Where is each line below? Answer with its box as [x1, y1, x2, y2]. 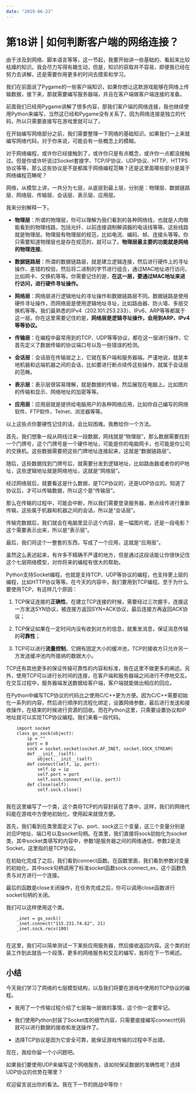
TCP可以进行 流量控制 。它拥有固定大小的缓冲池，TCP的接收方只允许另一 [14, 645, 188, 652]
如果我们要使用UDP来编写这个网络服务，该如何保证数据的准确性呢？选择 [6, 1061, 181, 1068]
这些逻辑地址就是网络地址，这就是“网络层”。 [16, 467, 124, 474]
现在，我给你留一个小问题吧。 [6, 1049, 78, 1056]
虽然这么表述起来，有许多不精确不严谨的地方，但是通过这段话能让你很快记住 [6, 551, 190, 558]
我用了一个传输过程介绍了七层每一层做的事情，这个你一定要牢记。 [14, 1004, 173, 1011]
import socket [16, 725, 51, 731]
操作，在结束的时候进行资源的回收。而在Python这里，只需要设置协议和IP [10, 706, 187, 713]
